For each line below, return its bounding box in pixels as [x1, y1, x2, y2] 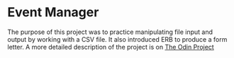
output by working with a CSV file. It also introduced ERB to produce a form [7, 35, 228, 43]
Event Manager [7, 4, 99, 21]
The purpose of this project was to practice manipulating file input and [7, 28, 213, 36]
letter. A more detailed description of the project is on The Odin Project [7, 42, 214, 51]
